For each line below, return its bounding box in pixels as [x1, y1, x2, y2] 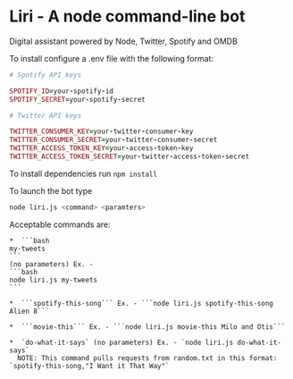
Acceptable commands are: [9, 219, 112, 230]
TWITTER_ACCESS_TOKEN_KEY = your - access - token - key [9, 144, 194, 153]
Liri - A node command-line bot [9, 6, 246, 27]
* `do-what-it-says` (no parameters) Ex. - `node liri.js [9, 338, 234, 347]
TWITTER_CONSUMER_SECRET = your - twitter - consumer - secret [9, 136, 218, 145]
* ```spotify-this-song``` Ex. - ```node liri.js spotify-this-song [9, 299, 274, 307]
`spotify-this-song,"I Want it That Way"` [9, 361, 170, 370]
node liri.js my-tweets [9, 275, 98, 284]
